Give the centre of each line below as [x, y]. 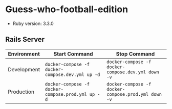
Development [24, 69]
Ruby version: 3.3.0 [33, 23]
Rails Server [25, 39]
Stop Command [135, 53]
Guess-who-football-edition [67, 9]
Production [21, 92]
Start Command [73, 53]
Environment [24, 53]
